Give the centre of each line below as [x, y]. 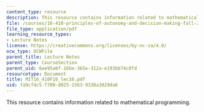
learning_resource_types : [39, 35]
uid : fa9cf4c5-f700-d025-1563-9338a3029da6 [62, 85]
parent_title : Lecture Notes [43, 57]
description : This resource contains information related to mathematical [103, 18]
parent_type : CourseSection [42, 62]
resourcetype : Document [36, 74]
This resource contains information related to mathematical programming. [99, 102]
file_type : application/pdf [42, 29]
